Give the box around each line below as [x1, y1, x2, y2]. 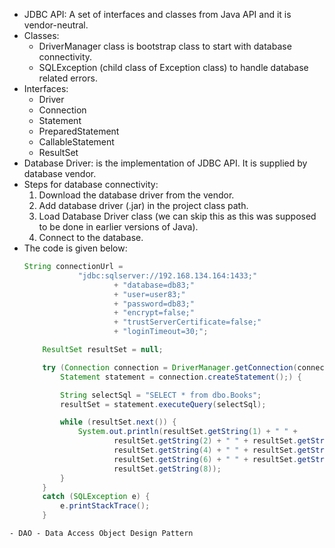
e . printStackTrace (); [60, 501, 151, 511]
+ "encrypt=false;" [113, 308, 195, 318]
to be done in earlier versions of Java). [38, 221, 199, 233]
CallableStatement [38, 136, 115, 148]
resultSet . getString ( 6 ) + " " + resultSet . [113, 454, 298, 464]
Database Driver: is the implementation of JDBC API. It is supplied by [23, 157, 308, 169]
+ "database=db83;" [113, 280, 195, 290]
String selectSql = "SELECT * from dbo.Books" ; [60, 390, 262, 400]
